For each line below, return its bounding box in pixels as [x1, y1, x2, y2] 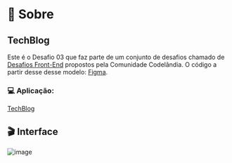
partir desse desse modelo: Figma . [7, 68, 108, 76]
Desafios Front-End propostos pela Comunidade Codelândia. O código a [7, 60, 217, 69]
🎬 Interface [7, 126, 58, 138]
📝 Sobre [7, 6, 54, 22]
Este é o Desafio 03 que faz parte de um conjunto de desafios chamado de [7, 53, 225, 61]
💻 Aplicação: [7, 86, 55, 96]
